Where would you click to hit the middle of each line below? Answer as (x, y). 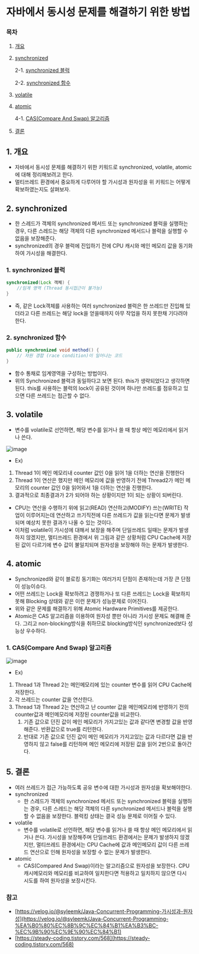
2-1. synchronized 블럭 (42, 70)
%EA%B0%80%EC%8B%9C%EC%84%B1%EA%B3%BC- (86, 925)
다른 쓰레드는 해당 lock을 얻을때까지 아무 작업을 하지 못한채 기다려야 (109, 313)
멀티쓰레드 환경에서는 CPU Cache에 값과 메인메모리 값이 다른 (107, 844)
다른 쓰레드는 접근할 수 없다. (58, 395)
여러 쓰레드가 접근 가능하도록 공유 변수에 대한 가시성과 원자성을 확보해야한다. (103, 787)
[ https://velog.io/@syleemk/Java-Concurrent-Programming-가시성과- (99, 911)
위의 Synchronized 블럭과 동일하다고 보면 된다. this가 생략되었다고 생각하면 (102, 381)
